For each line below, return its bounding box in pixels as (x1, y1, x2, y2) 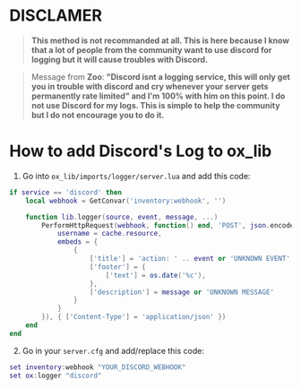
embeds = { (56, 238, 99, 246)
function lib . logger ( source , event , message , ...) (25, 212, 219, 221)
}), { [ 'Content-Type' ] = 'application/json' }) (41, 313, 227, 322)
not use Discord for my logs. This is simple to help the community (30, 99, 280, 110)
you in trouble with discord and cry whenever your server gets (30, 81, 269, 91)
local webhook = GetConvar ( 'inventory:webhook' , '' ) (25, 196, 227, 205)
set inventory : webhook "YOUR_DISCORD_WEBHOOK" (9, 362, 186, 372)
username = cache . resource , (56, 229, 163, 238)
